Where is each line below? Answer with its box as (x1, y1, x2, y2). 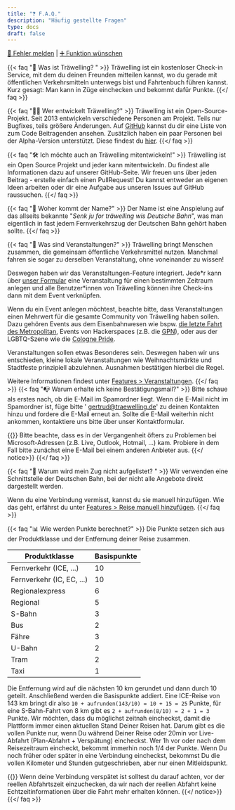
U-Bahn (11, 643, 38, 653)
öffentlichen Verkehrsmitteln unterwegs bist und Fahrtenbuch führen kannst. (7, 78, 229, 86)
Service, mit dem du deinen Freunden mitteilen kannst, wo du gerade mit (7, 71, 217, 79)
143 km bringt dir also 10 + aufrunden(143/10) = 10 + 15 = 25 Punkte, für (7, 699, 222, 707)
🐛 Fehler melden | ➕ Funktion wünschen (7, 49, 123, 58)
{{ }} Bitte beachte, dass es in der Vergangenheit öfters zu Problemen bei (7, 431, 217, 439)
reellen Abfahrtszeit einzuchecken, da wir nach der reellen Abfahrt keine (7, 780, 217, 788)
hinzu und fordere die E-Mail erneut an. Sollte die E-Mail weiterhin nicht (7, 410, 214, 418)
